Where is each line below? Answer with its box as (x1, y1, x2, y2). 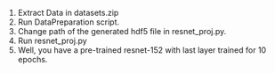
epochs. (17, 55, 48, 64)
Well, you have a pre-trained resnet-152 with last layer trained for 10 (17, 45, 267, 55)
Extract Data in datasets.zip (17, 8, 119, 18)
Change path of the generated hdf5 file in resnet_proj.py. (17, 26, 227, 36)
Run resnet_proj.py (17, 35, 87, 46)
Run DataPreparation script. (17, 17, 120, 27)
